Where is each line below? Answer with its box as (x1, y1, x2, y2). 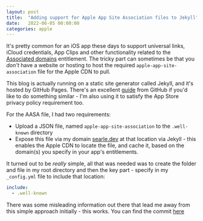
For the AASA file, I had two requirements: (6, 111, 111, 118)
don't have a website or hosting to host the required (6, 62, 135, 69)
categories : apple (6, 25, 53, 32)
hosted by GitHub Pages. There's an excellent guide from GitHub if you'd (6, 86, 188, 94)
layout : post (6, 8, 39, 15)
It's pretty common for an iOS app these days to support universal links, (6, 42, 185, 50)
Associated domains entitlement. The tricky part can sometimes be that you (6, 55, 195, 62)
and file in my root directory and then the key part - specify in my (6, 167, 169, 174)
